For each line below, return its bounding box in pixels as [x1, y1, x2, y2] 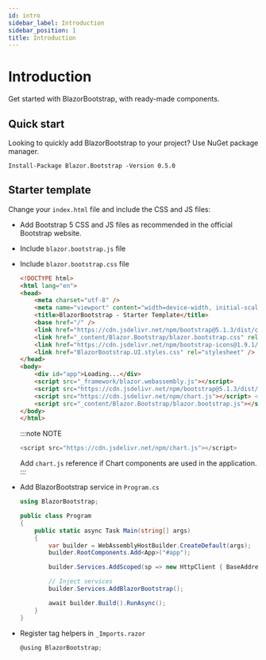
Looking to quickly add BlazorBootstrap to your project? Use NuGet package [8, 138, 259, 148]
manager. [8, 147, 40, 155]
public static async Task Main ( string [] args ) [34, 527, 191, 535]
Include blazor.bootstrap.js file [19, 244, 126, 253]
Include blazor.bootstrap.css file [19, 259, 129, 268]
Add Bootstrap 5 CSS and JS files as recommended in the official [19, 220, 233, 229]
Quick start [8, 117, 65, 131]
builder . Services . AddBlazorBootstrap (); [48, 585, 184, 593]
